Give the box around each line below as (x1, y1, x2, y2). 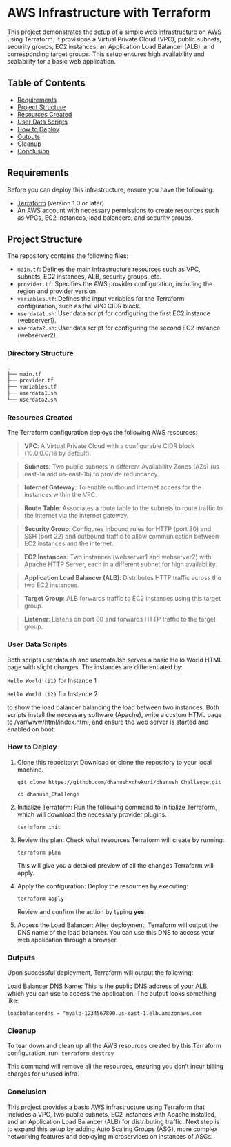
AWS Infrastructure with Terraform (7, 5, 212, 21)
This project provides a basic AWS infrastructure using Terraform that (7, 1103, 205, 1111)
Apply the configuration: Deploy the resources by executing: (17, 882, 189, 890)
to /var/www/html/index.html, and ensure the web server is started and (7, 718, 209, 726)
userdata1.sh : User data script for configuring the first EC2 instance (17, 309, 210, 317)
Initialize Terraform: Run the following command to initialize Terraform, (17, 803, 217, 811)
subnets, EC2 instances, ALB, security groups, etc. (17, 272, 162, 281)
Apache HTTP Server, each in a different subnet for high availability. (23, 560, 217, 568)
